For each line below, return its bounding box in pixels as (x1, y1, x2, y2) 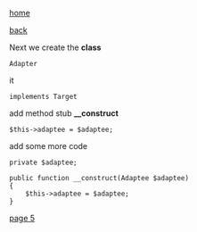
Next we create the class (9, 42, 102, 53)
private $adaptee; (9, 158, 78, 167)
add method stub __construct (9, 108, 119, 119)
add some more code (9, 141, 88, 151)
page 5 (9, 213, 36, 223)
